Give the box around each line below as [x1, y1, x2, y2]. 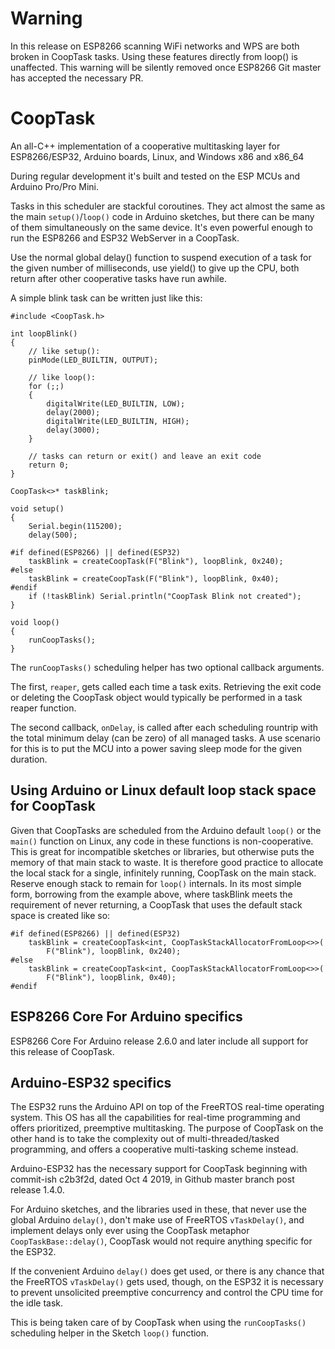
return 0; [28, 460, 70, 470]
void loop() [10, 617, 60, 627]
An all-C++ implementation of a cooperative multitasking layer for [10, 140, 281, 152]
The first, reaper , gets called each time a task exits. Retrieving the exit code [10, 680, 322, 692]
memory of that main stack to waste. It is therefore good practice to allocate [10, 856, 324, 868]
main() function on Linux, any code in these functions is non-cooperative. [10, 835, 314, 847]
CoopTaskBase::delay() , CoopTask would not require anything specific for [10, 1235, 313, 1247]
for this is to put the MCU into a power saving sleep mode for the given [10, 742, 302, 754]
